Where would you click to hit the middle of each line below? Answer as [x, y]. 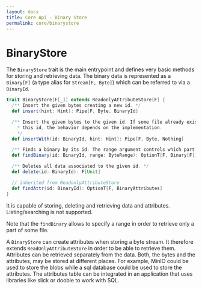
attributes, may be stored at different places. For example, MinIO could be [98, 261]
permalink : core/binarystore [43, 23]
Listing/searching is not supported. [50, 212]
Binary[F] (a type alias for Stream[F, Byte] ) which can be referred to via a [98, 83]
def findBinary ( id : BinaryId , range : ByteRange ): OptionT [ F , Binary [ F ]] [105, 155]
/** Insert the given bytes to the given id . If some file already [98, 122]
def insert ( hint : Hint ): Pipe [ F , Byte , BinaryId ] [75, 111]
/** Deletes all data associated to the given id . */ [80, 167]
